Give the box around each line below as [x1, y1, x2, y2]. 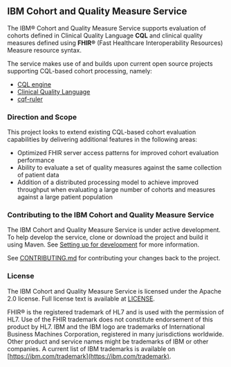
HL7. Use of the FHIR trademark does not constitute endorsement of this [7, 315, 213, 323]
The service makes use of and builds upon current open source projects [7, 59, 213, 68]
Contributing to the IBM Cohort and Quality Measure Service [7, 211, 214, 220]
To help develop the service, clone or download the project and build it [7, 233, 209, 242]
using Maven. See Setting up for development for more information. [7, 240, 200, 249]
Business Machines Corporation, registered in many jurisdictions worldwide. [7, 330, 225, 338]
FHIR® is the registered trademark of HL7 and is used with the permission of [7, 307, 225, 316]
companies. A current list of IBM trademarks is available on [7, 344, 175, 352]
